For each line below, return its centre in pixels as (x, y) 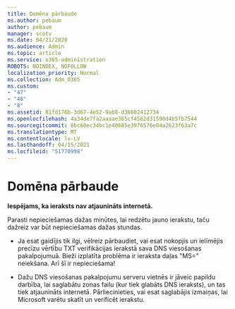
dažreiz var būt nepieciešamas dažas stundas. (75, 227)
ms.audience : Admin (36, 47)
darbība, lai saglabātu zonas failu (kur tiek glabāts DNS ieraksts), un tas (121, 284)
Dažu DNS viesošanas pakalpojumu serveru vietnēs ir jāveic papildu (116, 277)
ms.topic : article (34, 54)
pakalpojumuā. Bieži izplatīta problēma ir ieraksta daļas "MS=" (108, 255)
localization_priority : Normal (53, 73)
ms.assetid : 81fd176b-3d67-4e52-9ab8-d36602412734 (83, 112)
